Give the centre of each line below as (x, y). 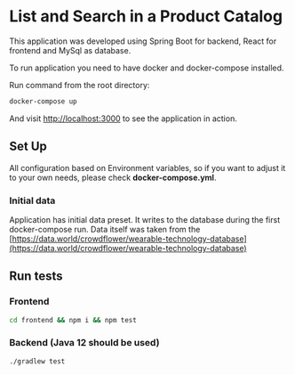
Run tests (36, 277)
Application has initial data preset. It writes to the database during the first (145, 219)
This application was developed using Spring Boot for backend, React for (143, 41)
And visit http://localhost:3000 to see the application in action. (123, 118)
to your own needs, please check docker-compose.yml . (113, 177)
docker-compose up (43, 101)
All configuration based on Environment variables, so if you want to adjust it (147, 167)
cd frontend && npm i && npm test (73, 320)
